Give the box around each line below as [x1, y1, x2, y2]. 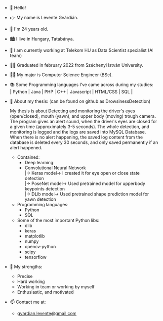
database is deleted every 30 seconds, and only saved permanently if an [9, 139, 158, 145]
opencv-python [24, 244, 56, 249]
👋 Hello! [9, 5, 26, 10]
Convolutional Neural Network [24, 165, 86, 171]
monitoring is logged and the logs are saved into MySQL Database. [9, 129, 146, 135]
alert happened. [9, 145, 42, 150]
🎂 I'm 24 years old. [9, 26, 48, 32]
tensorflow [24, 254, 47, 260]
